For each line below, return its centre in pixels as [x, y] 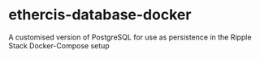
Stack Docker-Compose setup [59, 45]
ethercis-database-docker [100, 15]
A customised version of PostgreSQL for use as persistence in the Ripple [130, 37]
